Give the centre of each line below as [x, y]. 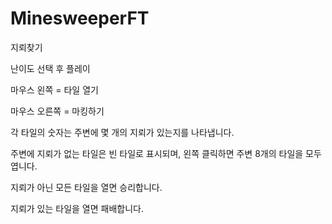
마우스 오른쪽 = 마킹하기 [57, 111]
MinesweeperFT [80, 18]
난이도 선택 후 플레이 [50, 68]
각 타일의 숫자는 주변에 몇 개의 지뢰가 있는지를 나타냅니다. [122, 132]
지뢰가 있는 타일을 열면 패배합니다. [77, 208]
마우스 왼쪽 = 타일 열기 [54, 89]
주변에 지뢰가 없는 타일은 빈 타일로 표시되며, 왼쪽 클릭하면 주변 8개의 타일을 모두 [166, 153]
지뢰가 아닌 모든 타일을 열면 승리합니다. [86, 187]
